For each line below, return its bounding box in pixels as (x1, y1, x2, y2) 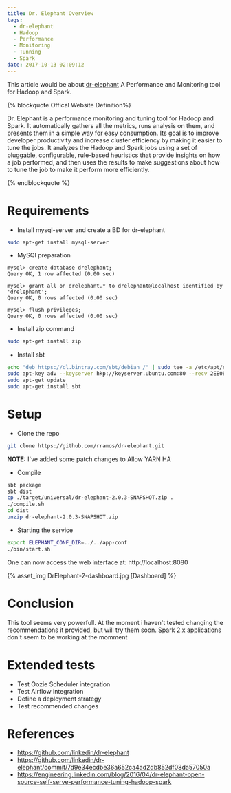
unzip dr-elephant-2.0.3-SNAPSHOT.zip (7, 514, 118, 520)
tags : (7, 17, 23, 23)
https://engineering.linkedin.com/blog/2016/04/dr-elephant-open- (16, 770, 205, 779)
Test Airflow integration (16, 687, 84, 695)
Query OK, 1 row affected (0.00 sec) (7, 271, 115, 277)
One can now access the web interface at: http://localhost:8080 (7, 558, 188, 567)
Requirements (7, 202, 89, 218)
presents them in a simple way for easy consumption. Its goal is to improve (7, 129, 219, 137)
